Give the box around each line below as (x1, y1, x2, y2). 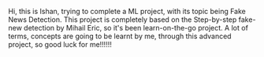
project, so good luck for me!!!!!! (8, 40, 112, 49)
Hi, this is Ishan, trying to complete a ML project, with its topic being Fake (8, 7, 246, 16)
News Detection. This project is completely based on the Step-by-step (8, 15, 237, 24)
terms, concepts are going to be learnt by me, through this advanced (8, 31, 232, 41)
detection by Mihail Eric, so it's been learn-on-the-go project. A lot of (23, 23, 248, 32)
